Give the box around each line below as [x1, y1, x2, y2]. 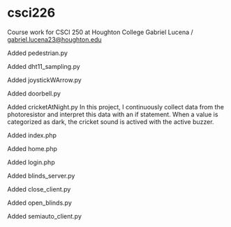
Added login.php [7, 158, 55, 166]
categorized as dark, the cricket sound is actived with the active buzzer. [7, 117, 214, 126]
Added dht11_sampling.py [7, 62, 80, 70]
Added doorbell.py [7, 89, 61, 97]
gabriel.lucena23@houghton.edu [7, 35, 103, 43]
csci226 [7, 5, 56, 21]
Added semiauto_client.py [7, 212, 82, 220]
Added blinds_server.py [7, 171, 75, 180]
